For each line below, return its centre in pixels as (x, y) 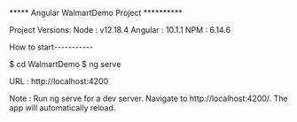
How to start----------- (51, 47)
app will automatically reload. (63, 108)
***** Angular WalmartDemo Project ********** (96, 13)
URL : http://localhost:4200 (59, 81)
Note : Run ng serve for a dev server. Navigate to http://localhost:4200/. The (148, 98)
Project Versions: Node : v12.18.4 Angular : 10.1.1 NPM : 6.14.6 (120, 30)
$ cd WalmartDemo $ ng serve (65, 64)
